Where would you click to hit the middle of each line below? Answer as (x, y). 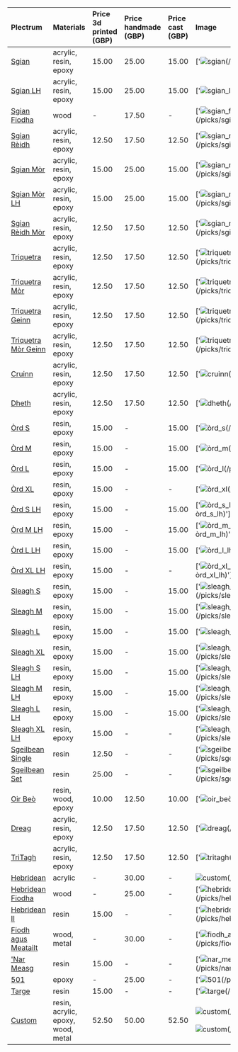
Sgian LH (26, 90)
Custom (24, 1020)
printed (105, 32)
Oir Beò (23, 799)
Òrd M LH (27, 530)
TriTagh (24, 858)
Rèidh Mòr (28, 232)
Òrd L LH (26, 550)
